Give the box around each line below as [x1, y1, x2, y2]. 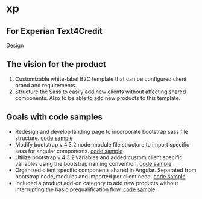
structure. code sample [14, 134, 74, 142]
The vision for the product [6, 59, 107, 69]
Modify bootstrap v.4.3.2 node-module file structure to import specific [14, 141, 190, 148]
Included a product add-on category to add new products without [14, 179, 178, 186]
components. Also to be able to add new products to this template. [14, 94, 181, 101]
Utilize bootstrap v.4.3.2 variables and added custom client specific [14, 153, 183, 161]
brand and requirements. [14, 81, 77, 89]
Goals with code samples [6, 112, 103, 122]
